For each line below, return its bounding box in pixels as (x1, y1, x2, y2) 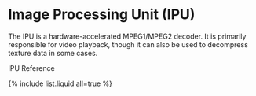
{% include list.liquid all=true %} (8, 79, 112, 88)
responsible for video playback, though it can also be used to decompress (8, 39, 249, 49)
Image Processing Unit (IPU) (8, 6, 196, 24)
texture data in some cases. (8, 48, 98, 57)
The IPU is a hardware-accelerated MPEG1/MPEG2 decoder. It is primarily (8, 31, 247, 41)
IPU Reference (8, 63, 55, 72)
